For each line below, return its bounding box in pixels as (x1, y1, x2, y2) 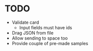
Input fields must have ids (19, 24, 73, 30)
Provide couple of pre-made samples (11, 40, 89, 46)
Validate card (11, 19, 39, 25)
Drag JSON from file (11, 30, 54, 36)
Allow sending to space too (11, 35, 68, 41)
